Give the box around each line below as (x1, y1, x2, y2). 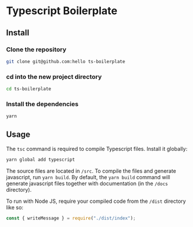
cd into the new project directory (6, 73, 102, 81)
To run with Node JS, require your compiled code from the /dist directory (6, 198, 186, 205)
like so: (6, 203, 24, 210)
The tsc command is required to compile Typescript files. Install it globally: (6, 145, 188, 152)
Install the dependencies (6, 100, 78, 108)
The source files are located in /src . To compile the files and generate (6, 167, 176, 175)
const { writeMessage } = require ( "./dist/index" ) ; (6, 215, 136, 221)
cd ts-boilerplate (6, 86, 51, 92)
